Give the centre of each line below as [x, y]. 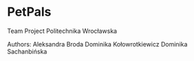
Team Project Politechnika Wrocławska [62, 31]
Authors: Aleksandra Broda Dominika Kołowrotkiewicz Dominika [97, 44]
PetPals [29, 12]
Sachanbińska [27, 51]
